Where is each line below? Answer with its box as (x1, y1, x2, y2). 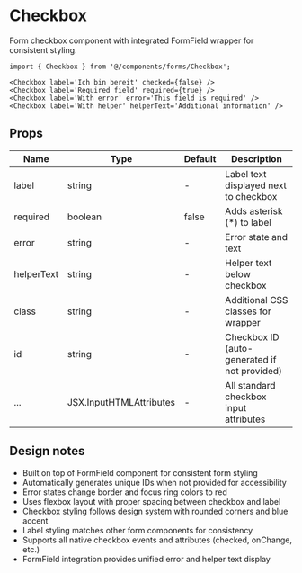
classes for (224, 305, 271, 318)
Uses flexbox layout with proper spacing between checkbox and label (22, 496, 281, 506)
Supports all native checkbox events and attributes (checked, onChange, (22, 534, 293, 545)
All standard (224, 379, 276, 391)
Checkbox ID (224, 330, 280, 343)
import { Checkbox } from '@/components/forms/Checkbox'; (9, 62, 231, 71)
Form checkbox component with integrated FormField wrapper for (9, 35, 254, 46)
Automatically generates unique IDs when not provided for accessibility (22, 477, 288, 488)
